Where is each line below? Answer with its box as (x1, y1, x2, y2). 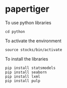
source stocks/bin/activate (5, 47, 63, 52)
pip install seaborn (5, 70, 47, 75)
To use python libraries (5, 20, 51, 26)
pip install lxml (5, 74, 41, 79)
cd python (5, 29, 25, 34)
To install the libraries (5, 56, 48, 62)
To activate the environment (5, 38, 62, 44)
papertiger (5, 3, 50, 15)
